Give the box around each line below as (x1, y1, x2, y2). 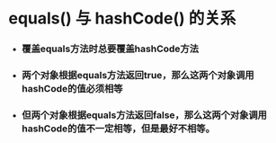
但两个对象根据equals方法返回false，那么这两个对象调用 (21, 109, 267, 121)
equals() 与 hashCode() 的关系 (8, 8, 236, 29)
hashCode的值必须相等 (21, 83, 123, 95)
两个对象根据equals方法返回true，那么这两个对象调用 (21, 69, 254, 82)
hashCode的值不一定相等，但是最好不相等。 (21, 122, 215, 135)
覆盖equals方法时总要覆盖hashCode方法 (21, 42, 200, 55)
